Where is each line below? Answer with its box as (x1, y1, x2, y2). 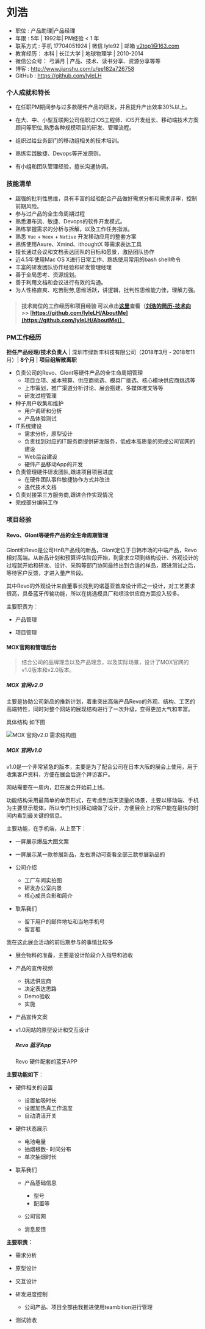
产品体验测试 (24, 414, 57, 422)
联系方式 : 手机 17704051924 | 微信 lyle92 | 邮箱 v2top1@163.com (15, 42, 180, 49)
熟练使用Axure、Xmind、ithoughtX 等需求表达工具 (15, 240, 142, 248)
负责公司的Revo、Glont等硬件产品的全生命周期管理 (15, 369, 143, 376)
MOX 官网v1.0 (6, 746, 42, 754)
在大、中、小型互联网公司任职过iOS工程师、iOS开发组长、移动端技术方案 (15, 117, 199, 124)
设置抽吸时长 (24, 1097, 57, 1104)
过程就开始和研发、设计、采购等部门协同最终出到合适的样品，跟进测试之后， (6, 561, 199, 569)
